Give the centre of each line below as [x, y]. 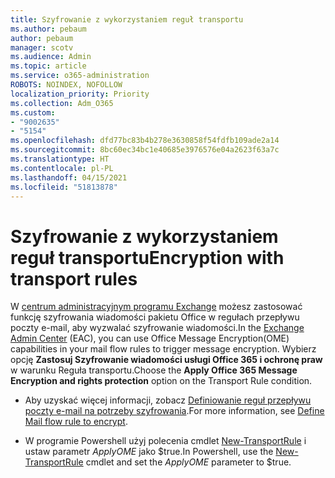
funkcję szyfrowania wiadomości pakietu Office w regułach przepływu [155, 317]
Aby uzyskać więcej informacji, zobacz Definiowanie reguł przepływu [168, 400]
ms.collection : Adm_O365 [62, 103]
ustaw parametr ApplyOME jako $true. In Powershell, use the [149, 452]
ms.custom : [33, 112]
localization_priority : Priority [80, 94]
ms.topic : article [48, 66]
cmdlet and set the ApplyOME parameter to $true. [188, 462]
